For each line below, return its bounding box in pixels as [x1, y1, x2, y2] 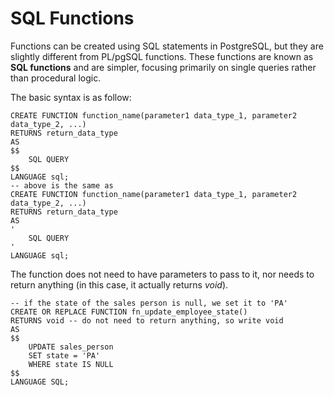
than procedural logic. [10, 72, 102, 84]
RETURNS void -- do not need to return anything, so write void [10, 315, 284, 326]
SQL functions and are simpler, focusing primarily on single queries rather [10, 61, 317, 73]
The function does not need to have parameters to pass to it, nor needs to [10, 268, 315, 280]
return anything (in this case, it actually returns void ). [10, 278, 229, 291]
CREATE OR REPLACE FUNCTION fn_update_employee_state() [10, 307, 248, 317]
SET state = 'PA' [28, 350, 101, 361]
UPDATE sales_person [28, 342, 114, 352]
